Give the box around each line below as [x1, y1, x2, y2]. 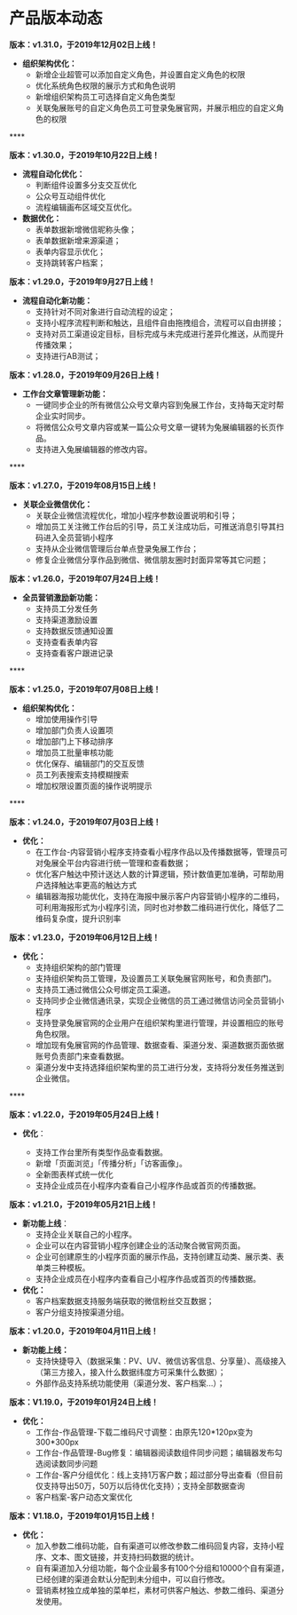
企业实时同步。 [35, 410, 90, 421]
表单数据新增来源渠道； [35, 235, 121, 245]
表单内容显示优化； [35, 246, 106, 257]
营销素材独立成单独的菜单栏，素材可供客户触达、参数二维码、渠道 [35, 1585, 277, 1595]
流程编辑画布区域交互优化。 [35, 202, 137, 212]
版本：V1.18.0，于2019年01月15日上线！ [9, 1510, 158, 1521]
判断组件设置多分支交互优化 [35, 179, 137, 190]
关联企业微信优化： [21, 498, 93, 509]
